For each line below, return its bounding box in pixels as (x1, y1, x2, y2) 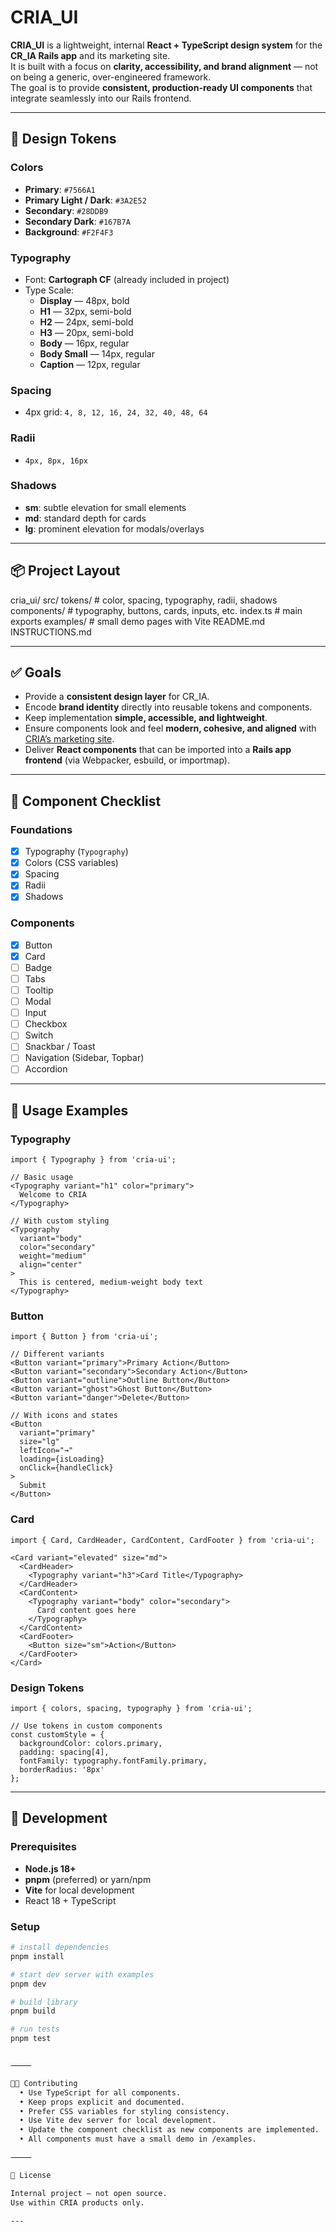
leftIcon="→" (19, 1446, 74, 1456)
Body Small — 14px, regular (39, 347, 155, 360)
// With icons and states (10, 1411, 118, 1421)
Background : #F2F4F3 (24, 226, 114, 238)
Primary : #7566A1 (24, 183, 96, 195)
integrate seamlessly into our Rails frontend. (10, 92, 192, 104)
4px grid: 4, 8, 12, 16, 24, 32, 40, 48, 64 (24, 406, 208, 418)
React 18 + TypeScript (24, 1894, 117, 1906)
